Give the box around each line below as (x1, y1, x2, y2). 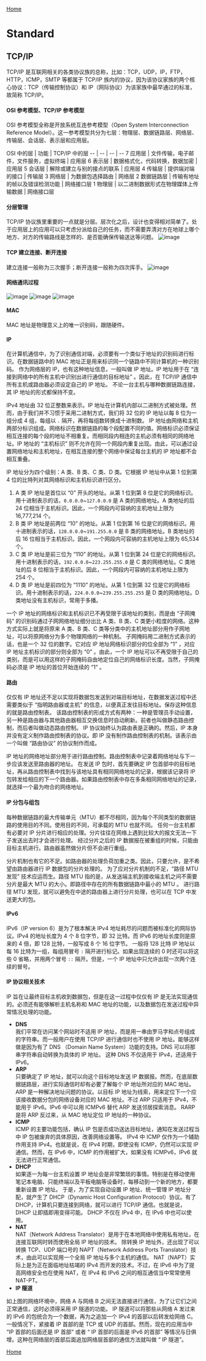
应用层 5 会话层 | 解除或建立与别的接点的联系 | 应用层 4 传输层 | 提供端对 (6, 165, 189, 173)
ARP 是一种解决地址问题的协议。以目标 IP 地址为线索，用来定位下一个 (15, 1088, 191, 1096)
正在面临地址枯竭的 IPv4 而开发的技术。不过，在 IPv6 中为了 (36, 1261, 189, 1269)
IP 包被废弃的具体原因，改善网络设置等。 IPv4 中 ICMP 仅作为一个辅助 (22, 1133, 200, 1140)
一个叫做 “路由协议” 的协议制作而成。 (6, 740, 101, 747)
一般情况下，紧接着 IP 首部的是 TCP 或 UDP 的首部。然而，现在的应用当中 (6, 1320, 193, 1328)
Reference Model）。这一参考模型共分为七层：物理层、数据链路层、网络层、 (6, 129, 197, 136)
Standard (6, 27, 55, 41)
